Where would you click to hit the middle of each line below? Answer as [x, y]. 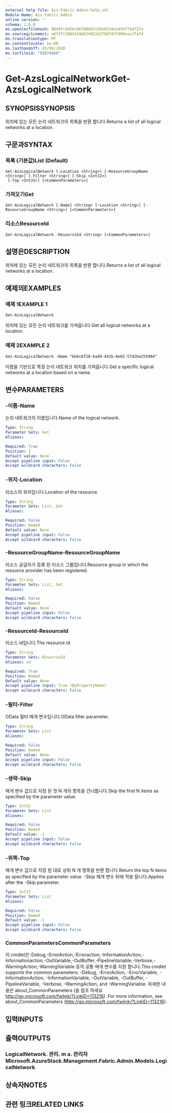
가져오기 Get [20, 194]
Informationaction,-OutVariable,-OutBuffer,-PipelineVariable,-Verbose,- [80, 961]
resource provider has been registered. [47, 570]
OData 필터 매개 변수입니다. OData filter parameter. [57, 717]
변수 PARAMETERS [35, 389]
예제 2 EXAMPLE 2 [27, 345]
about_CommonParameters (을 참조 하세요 [59, 991]
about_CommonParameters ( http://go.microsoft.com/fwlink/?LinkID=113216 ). [86, 1002]
